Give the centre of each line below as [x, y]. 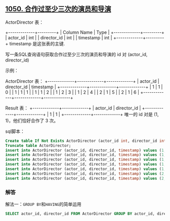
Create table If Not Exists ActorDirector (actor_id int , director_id [81, 141]
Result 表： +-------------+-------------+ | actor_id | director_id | [73, 108]
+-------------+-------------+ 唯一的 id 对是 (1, [110, 114]
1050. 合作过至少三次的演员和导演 [58, 9]
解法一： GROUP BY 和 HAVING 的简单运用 [44, 204]
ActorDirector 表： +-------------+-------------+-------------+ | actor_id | [82, 81]
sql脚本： [15, 131]
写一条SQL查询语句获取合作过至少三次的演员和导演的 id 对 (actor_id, [76, 54]
